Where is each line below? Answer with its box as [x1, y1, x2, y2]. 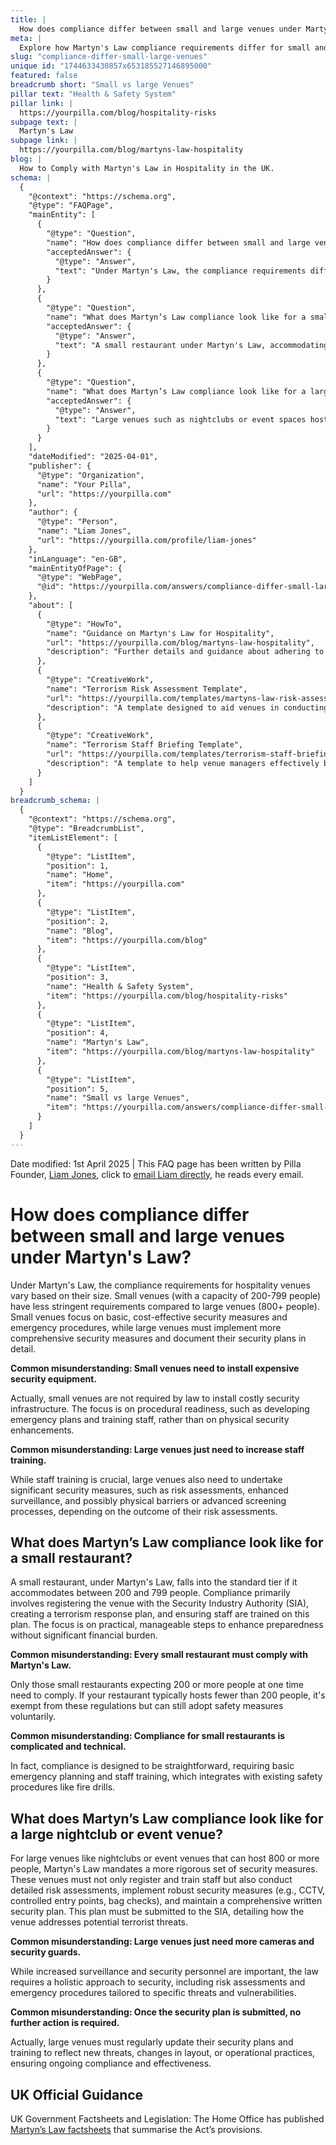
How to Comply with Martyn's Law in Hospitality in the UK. [19, 163, 275, 173]
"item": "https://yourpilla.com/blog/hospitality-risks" [46, 991, 288, 1001]
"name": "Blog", [46, 926, 114, 936]
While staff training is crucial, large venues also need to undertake [10, 1473, 283, 1485]
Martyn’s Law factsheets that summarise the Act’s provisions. [10, 2124, 263, 2135]
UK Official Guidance [10, 2086, 144, 2103]
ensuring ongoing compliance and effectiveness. [10, 2057, 212, 2070]
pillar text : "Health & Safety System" [10, 89, 177, 99]
